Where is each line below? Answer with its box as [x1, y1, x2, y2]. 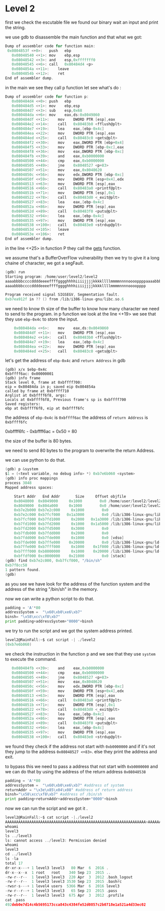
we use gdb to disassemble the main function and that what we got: [5, 34, 142, 40]
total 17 [5, 861, 23, 866]
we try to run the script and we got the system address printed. [5, 628, 133, 634]
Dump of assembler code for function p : [5, 94, 89, 99]
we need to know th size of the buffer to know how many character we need [5, 306, 160, 312]
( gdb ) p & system [5, 467, 38, 472]
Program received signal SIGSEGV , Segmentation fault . [5, 292, 120, 297]
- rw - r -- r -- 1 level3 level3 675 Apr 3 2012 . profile [5, 893, 124, 898]
